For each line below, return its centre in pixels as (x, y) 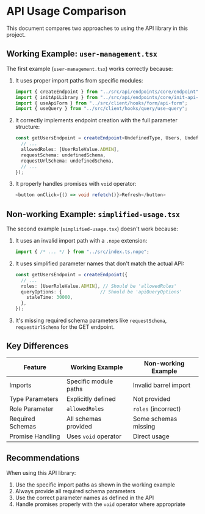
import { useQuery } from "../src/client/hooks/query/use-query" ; (101, 109)
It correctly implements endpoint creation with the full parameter (96, 120)
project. (16, 34)
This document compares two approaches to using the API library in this (97, 28)
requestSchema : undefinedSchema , (63, 155)
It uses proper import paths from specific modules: (79, 80)
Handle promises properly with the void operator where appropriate (100, 504)
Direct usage (151, 436)
